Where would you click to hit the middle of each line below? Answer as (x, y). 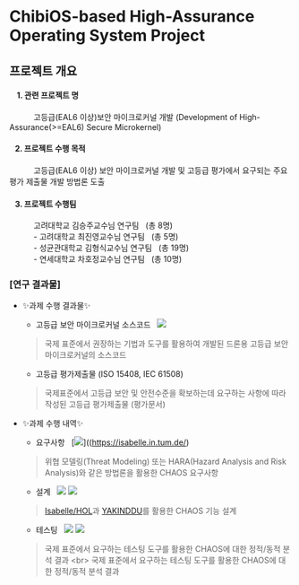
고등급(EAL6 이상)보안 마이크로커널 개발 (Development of (136, 117)
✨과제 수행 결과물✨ (56, 306)
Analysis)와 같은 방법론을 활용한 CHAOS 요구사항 (132, 473)
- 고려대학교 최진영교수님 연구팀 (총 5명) (106, 237)
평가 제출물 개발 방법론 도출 (57, 181)
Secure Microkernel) (124, 127)
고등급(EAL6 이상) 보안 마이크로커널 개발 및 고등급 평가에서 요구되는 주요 (161, 170)
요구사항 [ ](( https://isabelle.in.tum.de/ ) (112, 442)
